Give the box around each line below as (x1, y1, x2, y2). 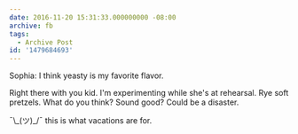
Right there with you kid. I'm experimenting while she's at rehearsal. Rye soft (9, 88, 289, 99)
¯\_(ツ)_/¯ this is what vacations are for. (9, 115, 153, 126)
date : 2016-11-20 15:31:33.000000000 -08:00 (9, 12, 176, 22)
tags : (9, 29, 29, 38)
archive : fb (9, 21, 53, 30)
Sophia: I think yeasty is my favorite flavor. (9, 70, 164, 81)
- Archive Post (17, 37, 74, 47)
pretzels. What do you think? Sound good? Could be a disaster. (9, 97, 239, 107)
